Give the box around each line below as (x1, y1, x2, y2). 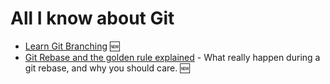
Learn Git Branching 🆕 (24, 40, 120, 52)
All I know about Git (10, 7, 175, 30)
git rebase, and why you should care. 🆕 (24, 62, 190, 74)
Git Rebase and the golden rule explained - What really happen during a (24, 51, 321, 63)
